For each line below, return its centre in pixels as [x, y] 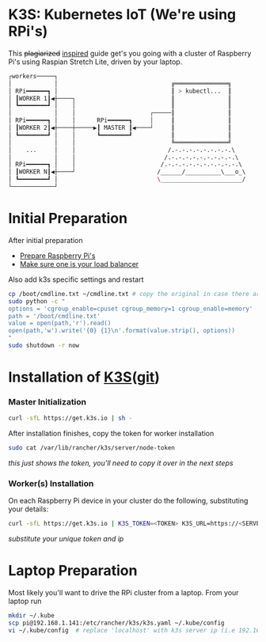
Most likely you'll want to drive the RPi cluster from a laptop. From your [123, 593]
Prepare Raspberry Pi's [57, 256]
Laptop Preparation [73, 571]
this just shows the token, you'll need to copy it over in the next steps [121, 463]
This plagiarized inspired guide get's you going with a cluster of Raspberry [130, 53]
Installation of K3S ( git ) [84, 377]
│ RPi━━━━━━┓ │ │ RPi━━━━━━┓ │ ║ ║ [120, 120]
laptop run [25, 601]
